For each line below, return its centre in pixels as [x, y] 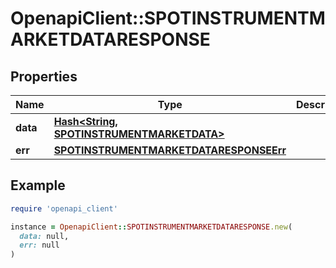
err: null [39, 245]
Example [38, 185]
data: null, [44, 236]
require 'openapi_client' [64, 208]
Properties [44, 76]
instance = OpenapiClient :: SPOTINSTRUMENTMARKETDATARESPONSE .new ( [151, 227]
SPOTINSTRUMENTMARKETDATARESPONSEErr [170, 150]
